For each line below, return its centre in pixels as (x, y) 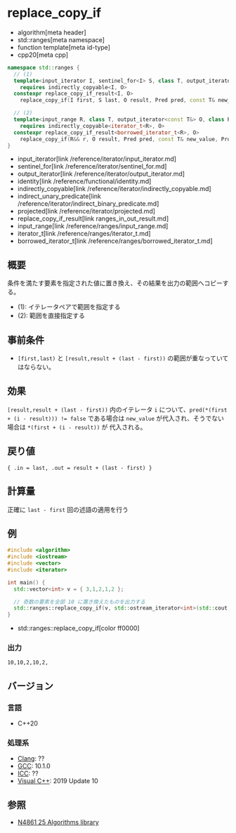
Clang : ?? (31, 759)
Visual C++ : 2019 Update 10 (58, 781)
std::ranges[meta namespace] (61, 39)
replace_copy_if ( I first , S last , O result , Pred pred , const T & (118, 100)
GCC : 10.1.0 (34, 766)
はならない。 (36, 367)
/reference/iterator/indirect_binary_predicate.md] (88, 204)
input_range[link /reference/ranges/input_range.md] (93, 226)
